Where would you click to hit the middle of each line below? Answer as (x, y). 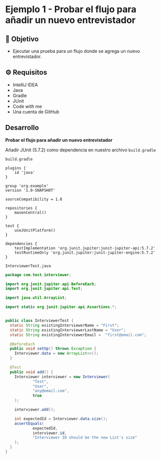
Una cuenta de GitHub (36, 112)
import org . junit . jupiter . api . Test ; (44, 289)
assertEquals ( (29, 423)
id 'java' (25, 172)
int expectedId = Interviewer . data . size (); (61, 419)
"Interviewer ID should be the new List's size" (85, 438)
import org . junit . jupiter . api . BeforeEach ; (51, 284)
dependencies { (21, 243)
